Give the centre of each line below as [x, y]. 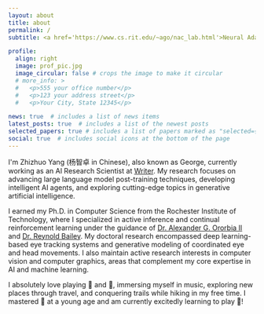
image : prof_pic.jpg [49, 66]
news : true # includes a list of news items [84, 117]
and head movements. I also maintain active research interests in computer [130, 253]
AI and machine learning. [48, 269]
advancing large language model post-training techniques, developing [122, 179]
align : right [37, 59]
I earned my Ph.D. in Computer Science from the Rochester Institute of [122, 211]
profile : [22, 52]
